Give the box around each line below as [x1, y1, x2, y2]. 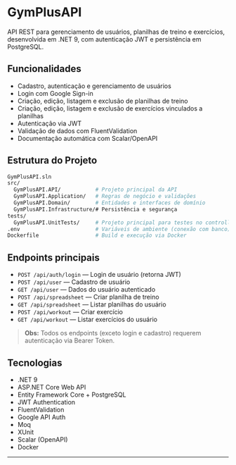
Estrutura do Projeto [7, 154, 98, 166]
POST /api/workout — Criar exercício [17, 308, 124, 316]
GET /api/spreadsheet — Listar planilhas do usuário [17, 300, 166, 309]
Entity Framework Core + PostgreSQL [17, 390, 126, 399]
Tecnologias [7, 356, 63, 368]
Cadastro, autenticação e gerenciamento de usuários [17, 82, 172, 90]
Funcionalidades [7, 63, 82, 75]
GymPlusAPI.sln [7, 173, 52, 180]
